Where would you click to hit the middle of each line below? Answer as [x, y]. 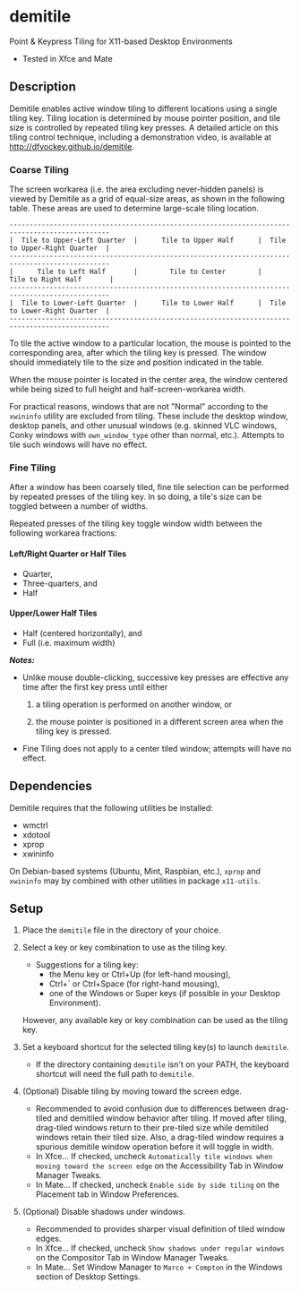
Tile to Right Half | [62, 280]
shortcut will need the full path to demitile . [115, 1074]
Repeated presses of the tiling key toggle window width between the [136, 524]
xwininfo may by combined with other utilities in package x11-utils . [135, 881]
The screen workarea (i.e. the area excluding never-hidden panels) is [137, 189]
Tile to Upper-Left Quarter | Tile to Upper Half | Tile [154, 241]
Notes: [22, 659]
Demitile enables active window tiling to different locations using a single [143, 108]
